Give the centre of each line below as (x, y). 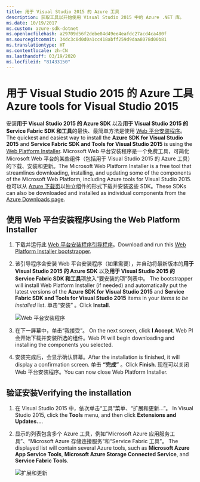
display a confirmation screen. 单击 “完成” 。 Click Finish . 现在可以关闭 (102, 365)
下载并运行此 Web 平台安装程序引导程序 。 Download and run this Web (100, 245)
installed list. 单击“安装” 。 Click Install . (62, 305)
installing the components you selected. (64, 345)
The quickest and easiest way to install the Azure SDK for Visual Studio (95, 138)
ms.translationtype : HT (36, 45)
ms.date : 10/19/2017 (32, 23)
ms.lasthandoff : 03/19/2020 (41, 56)
